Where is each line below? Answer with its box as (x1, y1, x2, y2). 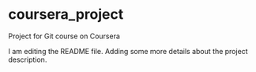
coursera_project (8, 5, 124, 23)
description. (8, 55, 47, 64)
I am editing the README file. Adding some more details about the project (8, 46, 248, 56)
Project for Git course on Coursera (8, 31, 121, 41)
